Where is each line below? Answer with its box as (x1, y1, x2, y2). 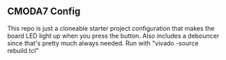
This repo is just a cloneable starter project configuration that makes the (7, 24, 215, 32)
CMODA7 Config (7, 6, 81, 17)
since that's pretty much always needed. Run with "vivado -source (7, 38, 199, 47)
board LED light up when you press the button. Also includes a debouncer (7, 31, 220, 40)
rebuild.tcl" (7, 46, 39, 54)
